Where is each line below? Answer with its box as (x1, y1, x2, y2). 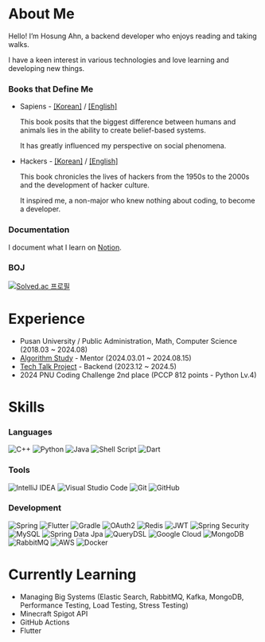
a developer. (19, 204, 61, 214)
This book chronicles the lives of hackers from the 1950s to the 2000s (19, 172, 250, 182)
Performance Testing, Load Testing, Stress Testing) (19, 600, 189, 610)
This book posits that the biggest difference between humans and (19, 117, 236, 127)
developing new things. (8, 63, 85, 73)
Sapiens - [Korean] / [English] (19, 101, 118, 112)
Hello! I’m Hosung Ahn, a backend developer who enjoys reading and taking (8, 31, 257, 41)
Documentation (8, 224, 70, 235)
